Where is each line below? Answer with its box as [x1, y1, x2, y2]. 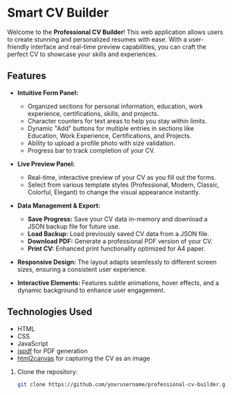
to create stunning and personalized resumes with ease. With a [7, 35, 187, 43]
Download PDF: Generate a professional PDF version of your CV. [27, 237, 213, 245]
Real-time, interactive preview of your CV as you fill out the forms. [27, 173, 216, 181]
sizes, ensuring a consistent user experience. [17, 265, 148, 274]
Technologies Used [7, 306, 92, 318]
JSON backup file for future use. [27, 222, 121, 230]
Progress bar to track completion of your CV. [27, 146, 156, 154]
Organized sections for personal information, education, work [27, 102, 204, 110]
